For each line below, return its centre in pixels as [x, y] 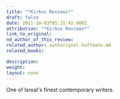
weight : [16, 67]
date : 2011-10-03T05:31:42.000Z [46, 23]
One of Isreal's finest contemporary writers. [60, 90]
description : [22, 61]
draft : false [22, 17]
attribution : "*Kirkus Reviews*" [48, 28]
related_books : [25, 51]
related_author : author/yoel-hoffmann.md [59, 46]
